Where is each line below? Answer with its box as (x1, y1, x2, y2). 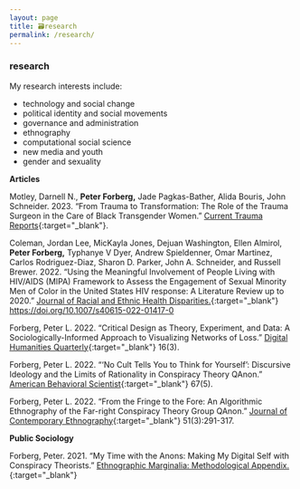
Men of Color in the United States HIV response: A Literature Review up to (9, 285, 285, 296)
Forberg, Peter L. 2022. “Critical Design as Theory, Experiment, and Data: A (9, 322, 291, 333)
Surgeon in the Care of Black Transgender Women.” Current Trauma (9, 210, 264, 221)
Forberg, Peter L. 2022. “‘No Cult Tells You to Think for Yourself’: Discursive (9, 359, 291, 369)
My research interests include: (9, 81, 123, 91)
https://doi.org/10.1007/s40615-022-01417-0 (9, 304, 174, 315)
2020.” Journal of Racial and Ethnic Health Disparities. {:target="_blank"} (9, 295, 279, 306)
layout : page (9, 13, 59, 23)
